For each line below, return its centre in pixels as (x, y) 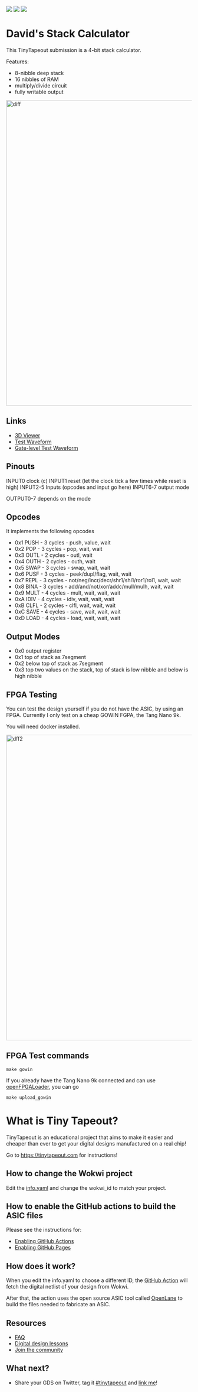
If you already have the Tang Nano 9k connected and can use (81, 1080)
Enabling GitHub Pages (43, 1248)
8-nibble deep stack (39, 73)
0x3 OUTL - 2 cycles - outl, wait (54, 555)
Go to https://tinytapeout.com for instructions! (62, 1155)
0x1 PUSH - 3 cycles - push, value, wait (62, 543)
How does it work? (41, 1266)
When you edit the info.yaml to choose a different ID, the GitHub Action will (97, 1280)
